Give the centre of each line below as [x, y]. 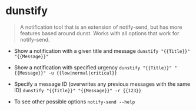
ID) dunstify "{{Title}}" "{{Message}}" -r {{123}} [78, 90]
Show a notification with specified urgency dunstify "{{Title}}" [93, 67]
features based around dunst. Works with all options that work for [99, 33]
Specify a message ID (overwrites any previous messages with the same [102, 84]
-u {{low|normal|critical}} [83, 73]
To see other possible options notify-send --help [74, 102]
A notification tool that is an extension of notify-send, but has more [101, 27]
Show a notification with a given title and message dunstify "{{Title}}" [102, 51]
